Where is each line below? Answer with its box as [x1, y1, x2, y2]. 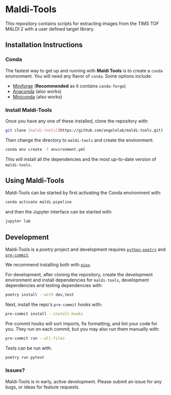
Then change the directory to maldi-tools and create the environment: [5, 137, 154, 143]
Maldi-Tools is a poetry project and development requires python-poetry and [5, 246, 166, 253]
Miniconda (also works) [12, 93, 62, 100]
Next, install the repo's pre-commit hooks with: [5, 301, 102, 307]
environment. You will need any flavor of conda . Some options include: [5, 73, 152, 79]
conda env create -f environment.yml [5, 147, 86, 152]
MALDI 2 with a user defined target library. [5, 25, 95, 32]
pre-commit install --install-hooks [5, 311, 83, 317]
